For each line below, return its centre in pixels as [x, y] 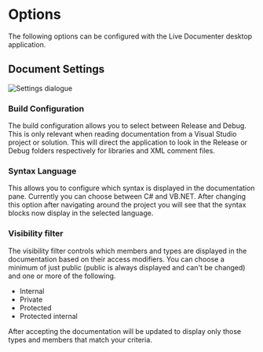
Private [31, 299]
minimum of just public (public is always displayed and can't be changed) [127, 267]
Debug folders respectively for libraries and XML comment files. [112, 151]
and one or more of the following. [62, 276]
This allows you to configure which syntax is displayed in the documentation [131, 188]
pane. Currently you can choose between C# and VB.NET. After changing [127, 196]
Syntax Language [42, 170]
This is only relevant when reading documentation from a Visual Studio [122, 134]
